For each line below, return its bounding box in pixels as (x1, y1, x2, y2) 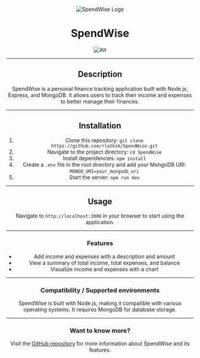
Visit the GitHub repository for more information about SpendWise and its (10, 340, 190, 347)
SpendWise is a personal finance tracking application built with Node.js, (11, 85, 189, 92)
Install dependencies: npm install (62, 154, 146, 161)
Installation (79, 121, 121, 131)
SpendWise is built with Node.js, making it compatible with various (18, 299, 182, 307)
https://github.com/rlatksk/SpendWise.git (51, 143, 158, 149)
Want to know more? (69, 326, 131, 335)
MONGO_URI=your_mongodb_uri (69, 168, 139, 175)
